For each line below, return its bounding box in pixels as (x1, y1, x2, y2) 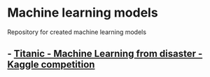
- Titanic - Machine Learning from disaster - (7, 48, 203, 60)
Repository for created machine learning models (7, 28, 147, 36)
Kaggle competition (7, 59, 95, 71)
